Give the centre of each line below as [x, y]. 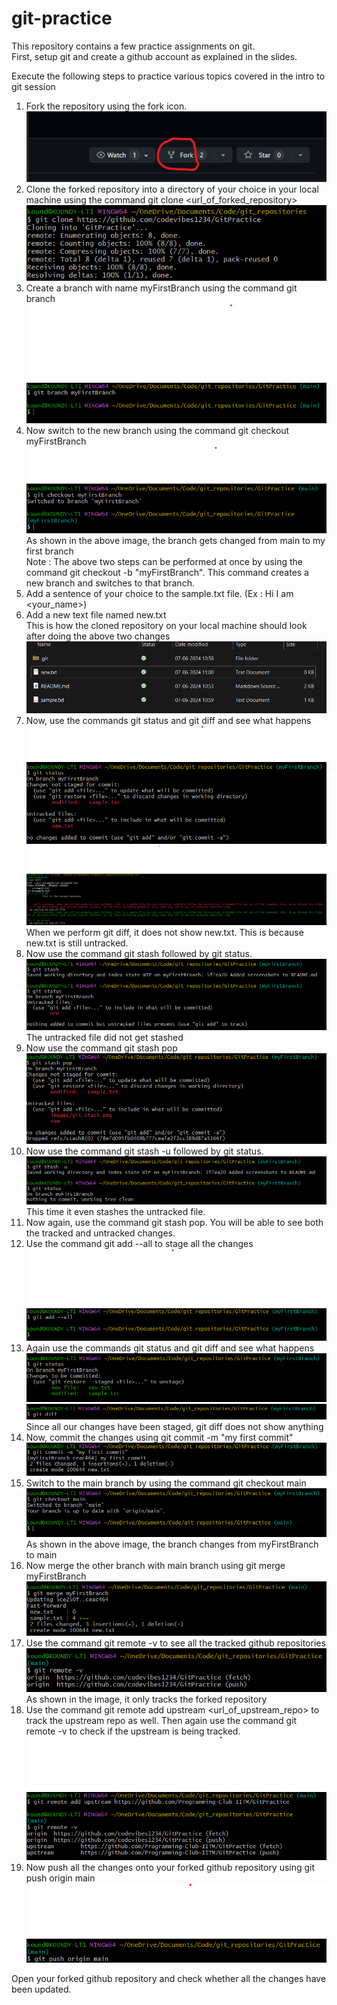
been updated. [41, 1989]
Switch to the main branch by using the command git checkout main [166, 1483]
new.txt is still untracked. [77, 943]
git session [33, 86]
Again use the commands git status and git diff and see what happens [170, 1348]
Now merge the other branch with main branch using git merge [155, 1565]
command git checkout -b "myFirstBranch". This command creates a [167, 573]
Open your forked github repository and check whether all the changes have [169, 1978]
